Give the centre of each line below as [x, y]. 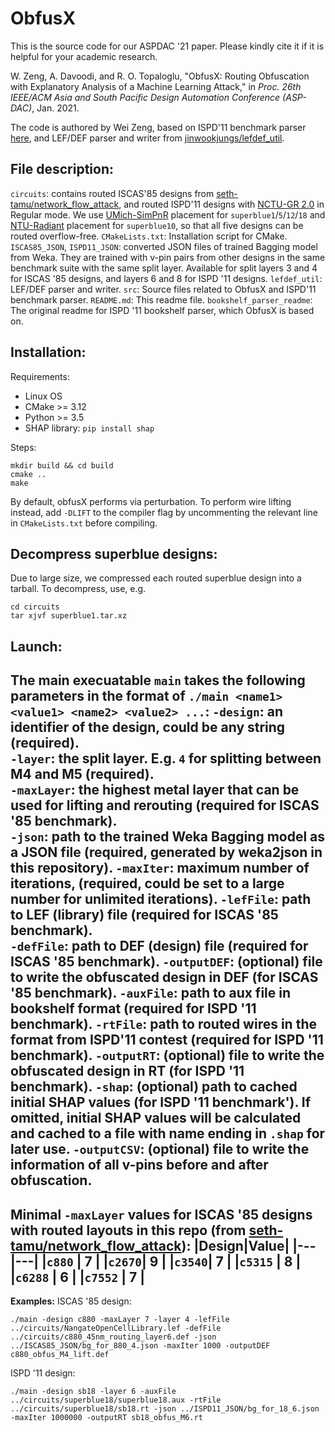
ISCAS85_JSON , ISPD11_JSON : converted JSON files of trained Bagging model [164, 246]
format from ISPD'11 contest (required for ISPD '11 [167, 1040]
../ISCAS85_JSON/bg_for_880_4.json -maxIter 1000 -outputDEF [140, 1345]
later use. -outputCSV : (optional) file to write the [160, 1149]
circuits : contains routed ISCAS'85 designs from [112, 193]
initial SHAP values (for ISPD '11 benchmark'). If [161, 1102]
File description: [62, 169]
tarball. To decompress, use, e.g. [78, 589]
